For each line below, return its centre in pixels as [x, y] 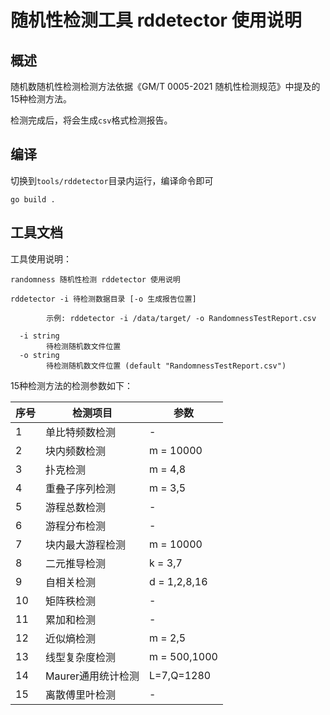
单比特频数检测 [81, 432]
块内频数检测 [76, 451]
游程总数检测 [76, 507]
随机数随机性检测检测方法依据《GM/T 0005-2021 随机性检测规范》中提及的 [165, 86]
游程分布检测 [76, 526]
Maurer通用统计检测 [92, 676]
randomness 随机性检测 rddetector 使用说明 [95, 279]
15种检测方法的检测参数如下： [71, 385]
